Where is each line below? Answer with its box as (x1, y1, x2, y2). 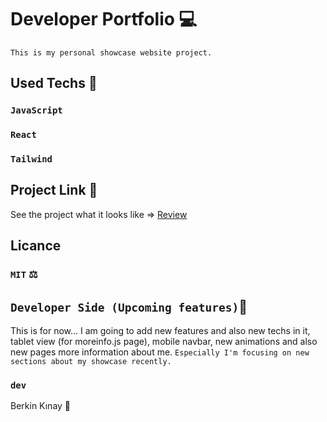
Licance (10, 237, 62, 255)
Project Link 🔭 (10, 182, 98, 199)
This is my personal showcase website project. (10, 47, 213, 58)
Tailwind (10, 154, 53, 165)
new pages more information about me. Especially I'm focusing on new (10, 346, 310, 358)
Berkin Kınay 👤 (10, 400, 72, 412)
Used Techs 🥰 (10, 75, 98, 92)
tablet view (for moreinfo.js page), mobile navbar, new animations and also (10, 336, 318, 348)
